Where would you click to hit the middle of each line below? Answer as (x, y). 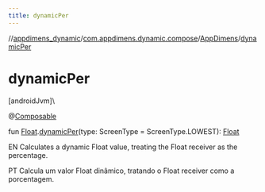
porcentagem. (31, 179)
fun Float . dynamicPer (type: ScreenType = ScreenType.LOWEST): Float (124, 131)
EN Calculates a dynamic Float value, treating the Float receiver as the (123, 147)
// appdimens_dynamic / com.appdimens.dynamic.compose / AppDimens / (125, 38)
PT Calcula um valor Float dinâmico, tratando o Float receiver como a (121, 171)
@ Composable (33, 116)
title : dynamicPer (38, 15)
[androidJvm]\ (32, 101)
